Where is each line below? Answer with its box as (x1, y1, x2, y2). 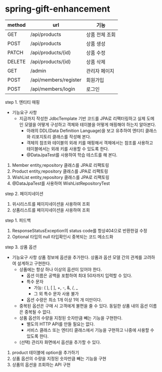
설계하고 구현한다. (17, 260, 51, 266)
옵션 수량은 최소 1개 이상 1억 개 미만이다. (26, 297, 103, 303)
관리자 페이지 (86, 67, 115, 74)
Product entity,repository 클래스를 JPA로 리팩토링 (12, 168, 108, 174)
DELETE (7, 58, 26, 65)
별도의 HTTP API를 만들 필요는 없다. (26, 321, 95, 327)
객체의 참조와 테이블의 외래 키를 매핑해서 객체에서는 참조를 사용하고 (26, 140, 153, 146)
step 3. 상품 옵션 (5, 244, 37, 250)
